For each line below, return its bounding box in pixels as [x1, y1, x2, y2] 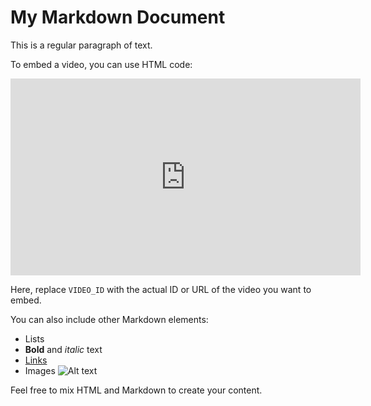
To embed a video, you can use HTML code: [10, 58, 193, 70]
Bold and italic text [24, 343, 103, 355]
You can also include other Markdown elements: [10, 313, 209, 325]
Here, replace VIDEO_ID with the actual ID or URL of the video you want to [10, 283, 312, 295]
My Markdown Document [10, 6, 226, 29]
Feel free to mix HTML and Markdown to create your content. [10, 384, 263, 396]
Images [24, 364, 56, 376]
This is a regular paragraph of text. [10, 39, 153, 51]
